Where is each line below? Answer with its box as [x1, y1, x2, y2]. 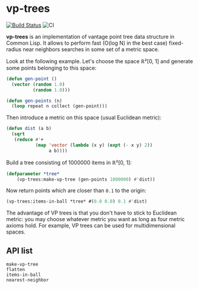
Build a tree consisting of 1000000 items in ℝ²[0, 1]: [6, 159, 132, 166]
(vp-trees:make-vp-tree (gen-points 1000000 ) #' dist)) [17, 176, 156, 182]
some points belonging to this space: [6, 64, 97, 72]
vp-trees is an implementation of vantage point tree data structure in [6, 33, 175, 40]
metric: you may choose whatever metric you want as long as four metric [6, 216, 185, 223]
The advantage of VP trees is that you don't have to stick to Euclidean [6, 209, 177, 216]
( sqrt [11, 131, 26, 137]
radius [6, 45, 22, 52]
